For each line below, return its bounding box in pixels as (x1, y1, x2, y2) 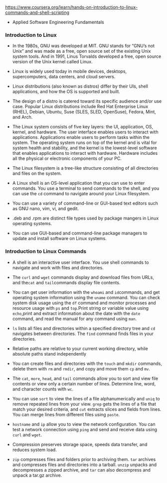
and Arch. (12, 114, 33, 120)
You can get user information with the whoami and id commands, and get (12, 289, 160, 295)
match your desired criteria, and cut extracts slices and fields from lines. (12, 406, 162, 412)
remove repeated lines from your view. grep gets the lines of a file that (12, 401, 156, 407)
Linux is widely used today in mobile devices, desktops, (12, 68, 127, 74)
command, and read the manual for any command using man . (12, 316, 137, 322)
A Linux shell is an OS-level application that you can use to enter (12, 180, 145, 186)
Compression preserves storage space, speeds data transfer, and (12, 441, 148, 447)
